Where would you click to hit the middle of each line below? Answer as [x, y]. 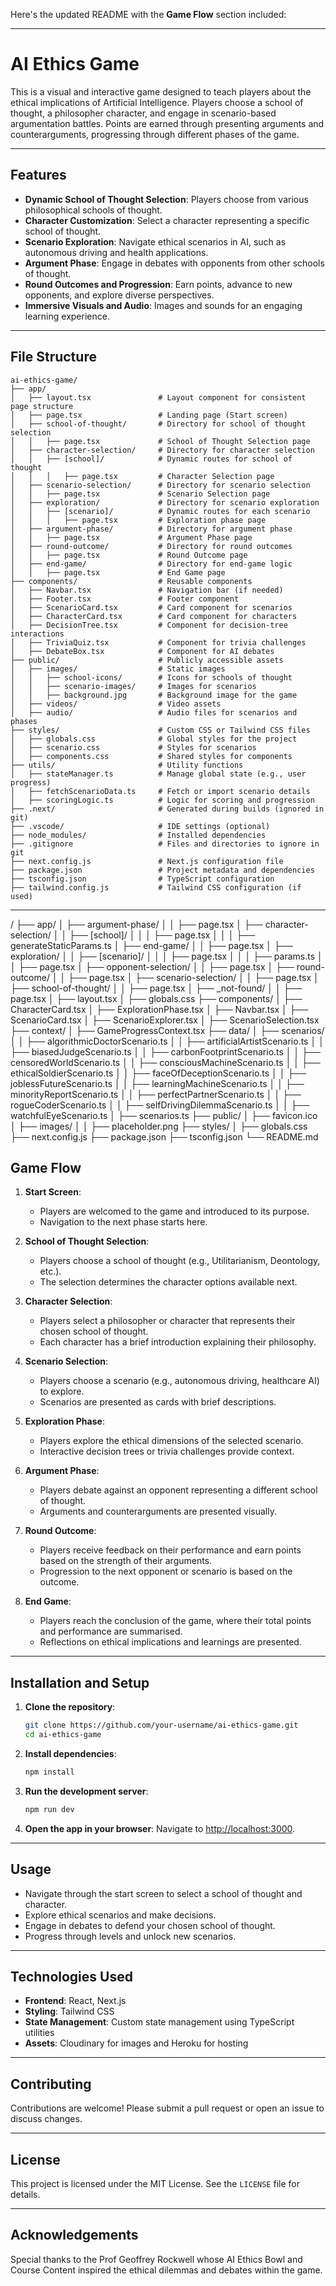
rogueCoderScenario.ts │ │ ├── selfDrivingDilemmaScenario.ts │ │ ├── [160, 1105]
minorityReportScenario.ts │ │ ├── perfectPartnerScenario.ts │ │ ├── [156, 1094]
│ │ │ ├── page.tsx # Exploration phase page [138, 520]
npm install [49, 1772]
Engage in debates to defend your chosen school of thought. [150, 1925]
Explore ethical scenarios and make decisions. [120, 1915]
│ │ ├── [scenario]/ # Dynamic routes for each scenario [160, 511]
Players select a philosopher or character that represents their [167, 1321]
